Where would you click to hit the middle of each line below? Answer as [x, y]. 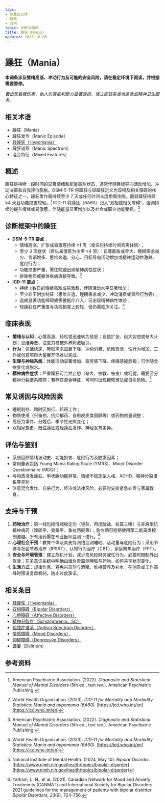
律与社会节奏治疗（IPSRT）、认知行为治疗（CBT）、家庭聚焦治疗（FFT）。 [85, 549]
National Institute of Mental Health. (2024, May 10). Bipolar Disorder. [81, 760]
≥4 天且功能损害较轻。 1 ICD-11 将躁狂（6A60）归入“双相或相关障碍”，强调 [80, 202]
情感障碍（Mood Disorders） [41, 634]
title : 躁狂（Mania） [26, 32]
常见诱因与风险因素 [34, 397]
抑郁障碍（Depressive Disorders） [47, 640]
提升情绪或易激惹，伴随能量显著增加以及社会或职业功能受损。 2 [77, 208]
